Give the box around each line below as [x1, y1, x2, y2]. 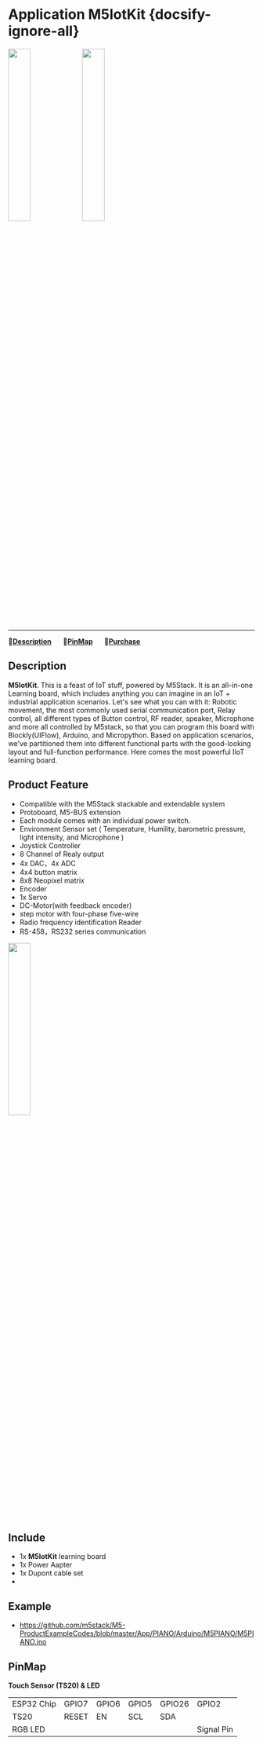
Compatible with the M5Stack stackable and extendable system [19, 799, 225, 808]
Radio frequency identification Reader [19, 917, 142, 927]
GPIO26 [160, 1699, 189, 1709]
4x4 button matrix [19, 867, 78, 876]
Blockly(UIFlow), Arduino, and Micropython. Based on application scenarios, [8, 730, 254, 740]
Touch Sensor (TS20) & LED [8, 1681, 100, 1690]
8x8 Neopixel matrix [19, 876, 85, 885]
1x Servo [19, 892, 48, 902]
